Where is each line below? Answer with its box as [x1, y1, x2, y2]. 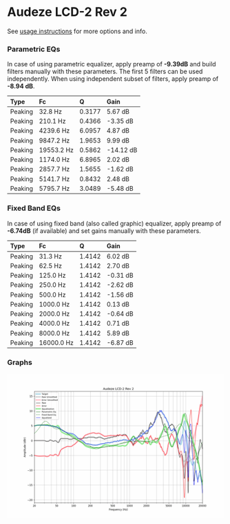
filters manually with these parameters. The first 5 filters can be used [7, 67, 203, 76]
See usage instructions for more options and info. [7, 27, 148, 35]
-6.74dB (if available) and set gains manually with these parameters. [7, 226, 201, 235]
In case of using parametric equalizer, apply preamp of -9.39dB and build [7, 60, 216, 68]
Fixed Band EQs [7, 203, 61, 213]
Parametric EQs [7, 44, 61, 54]
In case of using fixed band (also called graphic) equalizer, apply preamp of [7, 219, 222, 227]
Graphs [7, 357, 32, 367]
